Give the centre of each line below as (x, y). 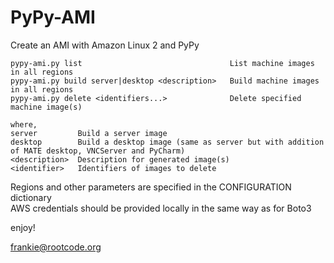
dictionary (31, 197)
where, (24, 124)
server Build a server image (89, 133)
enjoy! (23, 227)
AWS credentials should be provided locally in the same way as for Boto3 (161, 208)
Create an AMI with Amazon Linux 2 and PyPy (105, 45)
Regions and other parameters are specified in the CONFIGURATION (151, 187)
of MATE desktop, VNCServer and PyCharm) (98, 151)
